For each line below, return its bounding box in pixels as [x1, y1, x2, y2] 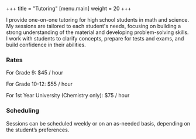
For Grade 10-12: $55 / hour [6, 80, 73, 87]
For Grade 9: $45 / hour [6, 69, 63, 76]
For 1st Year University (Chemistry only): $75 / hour [6, 92, 130, 99]
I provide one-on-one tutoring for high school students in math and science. [6, 16, 190, 23]
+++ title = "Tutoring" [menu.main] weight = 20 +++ [6, 5, 132, 12]
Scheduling [6, 107, 40, 115]
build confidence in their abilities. [6, 41, 86, 48]
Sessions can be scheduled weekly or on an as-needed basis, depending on [6, 120, 191, 127]
